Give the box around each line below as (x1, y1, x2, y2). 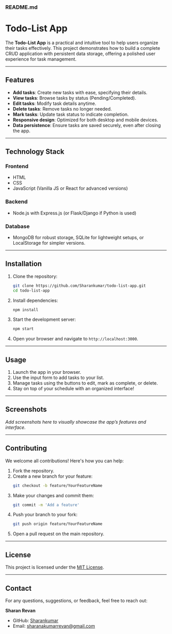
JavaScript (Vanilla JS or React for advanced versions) (12, 185, 128, 191)
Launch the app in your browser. (12, 369, 81, 375)
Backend (5, 198, 28, 205)
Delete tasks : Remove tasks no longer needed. (12, 105, 112, 112)
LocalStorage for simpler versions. (12, 240, 85, 246)
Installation (5, 260, 42, 268)
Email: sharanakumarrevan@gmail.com (12, 623, 96, 629)
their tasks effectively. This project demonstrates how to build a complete (5, 45, 160, 51)
